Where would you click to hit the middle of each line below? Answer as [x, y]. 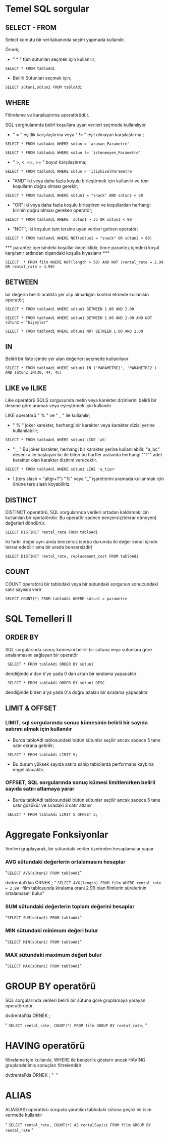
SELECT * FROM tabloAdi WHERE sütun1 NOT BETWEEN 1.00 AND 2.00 [74, 331]
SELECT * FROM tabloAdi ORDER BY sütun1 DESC [56, 683]
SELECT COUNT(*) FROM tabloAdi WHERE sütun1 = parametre [66, 599]
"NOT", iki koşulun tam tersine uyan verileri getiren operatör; [75, 229]
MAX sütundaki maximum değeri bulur [53, 955]
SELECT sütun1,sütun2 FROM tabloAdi [44, 87]
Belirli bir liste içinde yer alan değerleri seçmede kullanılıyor [67, 359]
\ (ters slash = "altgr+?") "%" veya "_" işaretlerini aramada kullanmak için [88, 479]
